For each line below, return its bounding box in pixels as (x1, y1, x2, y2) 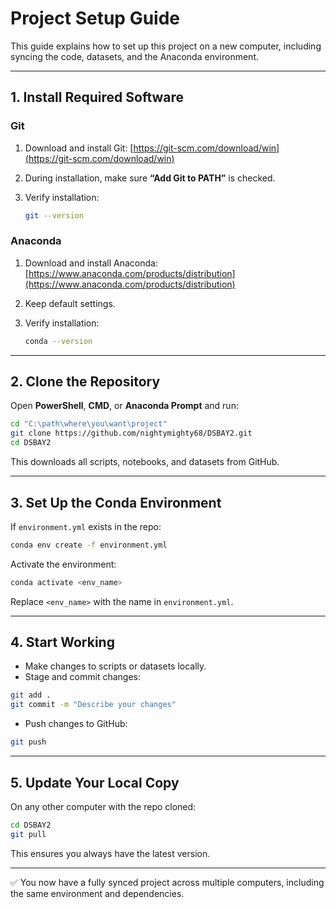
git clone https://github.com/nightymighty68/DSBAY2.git (10, 428, 253, 439)
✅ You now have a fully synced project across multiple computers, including (10, 876, 325, 888)
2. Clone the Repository (10, 373, 161, 391)
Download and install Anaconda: (24, 257, 158, 269)
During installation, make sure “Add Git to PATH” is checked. (24, 172, 276, 184)
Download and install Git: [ (24, 142, 134, 154)
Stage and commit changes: (24, 671, 142, 683)
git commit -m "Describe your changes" (10, 700, 177, 710)
